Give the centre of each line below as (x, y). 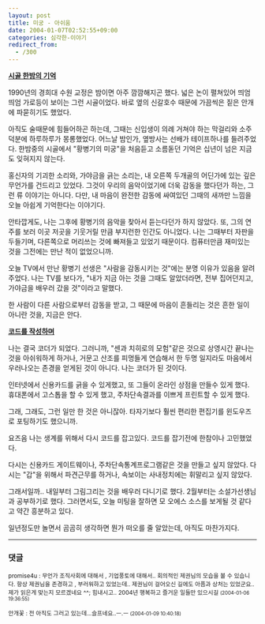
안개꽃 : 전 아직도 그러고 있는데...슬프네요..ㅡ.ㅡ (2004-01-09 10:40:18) (95, 614)
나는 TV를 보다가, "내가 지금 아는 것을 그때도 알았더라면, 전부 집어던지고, (142, 278)
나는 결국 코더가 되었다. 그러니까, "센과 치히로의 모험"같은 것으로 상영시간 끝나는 (131, 348)
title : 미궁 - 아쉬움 (39, 23)
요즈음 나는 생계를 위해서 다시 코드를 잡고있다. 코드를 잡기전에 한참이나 (116, 438)
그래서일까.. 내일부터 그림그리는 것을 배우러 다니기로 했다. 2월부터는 (112, 491)
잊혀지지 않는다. (41, 158)
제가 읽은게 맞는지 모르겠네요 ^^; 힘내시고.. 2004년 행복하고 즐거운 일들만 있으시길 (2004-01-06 (129, 593)
